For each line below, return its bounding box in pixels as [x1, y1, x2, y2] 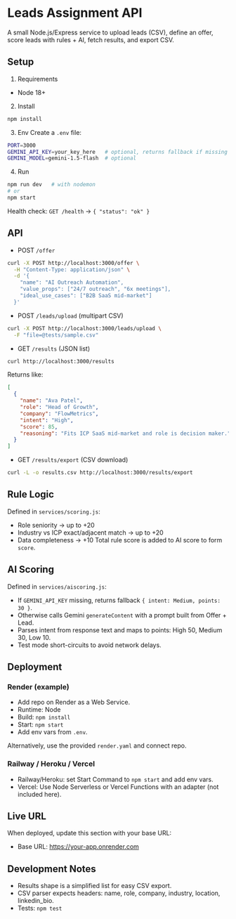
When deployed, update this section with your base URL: [7, 829, 172, 837]
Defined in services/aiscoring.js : [7, 582, 107, 591]
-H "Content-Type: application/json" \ [13, 266, 131, 273]
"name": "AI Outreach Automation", [20, 279, 124, 286]
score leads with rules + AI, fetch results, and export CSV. [7, 35, 174, 44]
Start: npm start [17, 720, 64, 729]
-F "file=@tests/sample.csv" [13, 332, 99, 339]
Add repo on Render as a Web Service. [17, 698, 131, 707]
